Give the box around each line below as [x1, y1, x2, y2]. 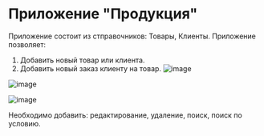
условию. [8, 118, 42, 128]
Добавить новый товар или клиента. [19, 55, 145, 65]
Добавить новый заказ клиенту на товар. [19, 63, 162, 73]
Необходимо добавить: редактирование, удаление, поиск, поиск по [8, 110, 242, 120]
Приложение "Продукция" [8, 5, 198, 23]
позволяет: [8, 39, 47, 49]
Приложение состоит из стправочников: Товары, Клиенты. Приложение [8, 31, 257, 41]
